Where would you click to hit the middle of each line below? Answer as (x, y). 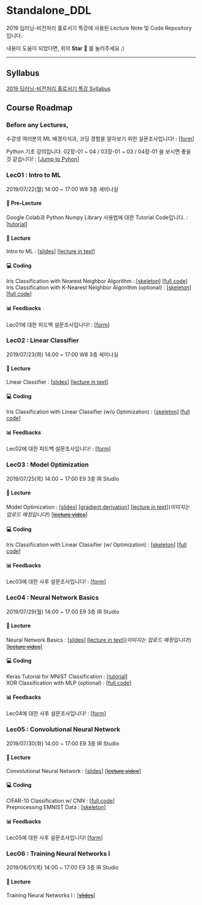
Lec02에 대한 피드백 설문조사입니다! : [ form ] (59, 449)
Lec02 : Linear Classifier (43, 340)
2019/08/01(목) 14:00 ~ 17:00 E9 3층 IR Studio (63, 868)
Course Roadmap (39, 108)
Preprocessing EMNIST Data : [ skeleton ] (56, 807)
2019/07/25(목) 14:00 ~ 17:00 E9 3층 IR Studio (63, 478)
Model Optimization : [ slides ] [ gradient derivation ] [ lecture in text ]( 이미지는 (98, 507)
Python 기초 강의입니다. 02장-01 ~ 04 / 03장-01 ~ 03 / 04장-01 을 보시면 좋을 (99, 152)
